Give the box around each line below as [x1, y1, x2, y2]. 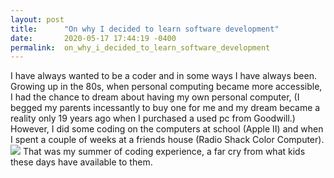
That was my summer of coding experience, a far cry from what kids [22, 146, 306, 158]
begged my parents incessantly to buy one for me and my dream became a [10, 102, 321, 114]
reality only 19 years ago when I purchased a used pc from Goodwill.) [10, 112, 296, 125]
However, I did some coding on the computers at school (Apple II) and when [10, 123, 324, 135]
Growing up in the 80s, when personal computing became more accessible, [10, 81, 323, 93]
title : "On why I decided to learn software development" [10, 24, 280, 34]
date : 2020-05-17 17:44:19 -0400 [10, 33, 177, 43]
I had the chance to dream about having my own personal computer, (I [10, 91, 300, 103]
